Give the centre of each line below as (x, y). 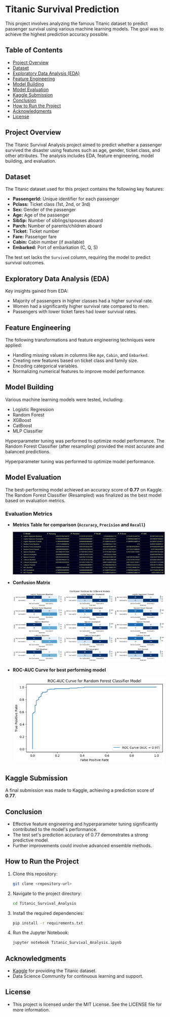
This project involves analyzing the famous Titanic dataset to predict (77, 23)
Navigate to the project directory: (47, 893)
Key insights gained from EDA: (37, 291)
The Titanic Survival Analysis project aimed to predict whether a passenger (84, 145)
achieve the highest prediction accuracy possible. (57, 34)
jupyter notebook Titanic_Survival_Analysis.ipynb (67, 943)
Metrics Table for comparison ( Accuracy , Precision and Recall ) (79, 525)
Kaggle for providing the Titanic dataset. (55, 971)
